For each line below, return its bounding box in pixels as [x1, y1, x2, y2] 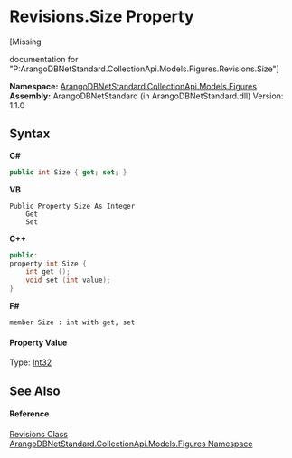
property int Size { [9, 259, 88, 268]
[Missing [9, 36, 42, 47]
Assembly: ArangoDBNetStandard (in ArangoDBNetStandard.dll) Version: [9, 90, 284, 101]
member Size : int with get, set [9, 318, 136, 327]
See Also [9, 383, 61, 398]
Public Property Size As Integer [9, 201, 136, 210]
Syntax [9, 126, 51, 142]
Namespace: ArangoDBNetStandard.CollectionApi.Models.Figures [9, 80, 258, 91]
